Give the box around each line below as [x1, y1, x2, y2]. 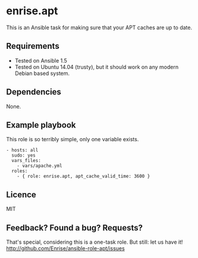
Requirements [6, 41, 59, 51]
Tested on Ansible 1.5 [14, 57, 67, 64]
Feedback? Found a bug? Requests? [6, 222, 143, 233]
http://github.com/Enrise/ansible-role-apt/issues [6, 245, 125, 251]
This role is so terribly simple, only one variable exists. [6, 136, 139, 143]
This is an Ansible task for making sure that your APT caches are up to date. [6, 24, 192, 31]
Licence [6, 189, 37, 200]
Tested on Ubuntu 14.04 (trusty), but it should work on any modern [14, 63, 179, 70]
